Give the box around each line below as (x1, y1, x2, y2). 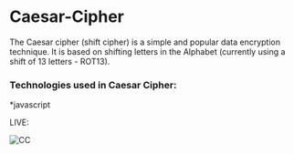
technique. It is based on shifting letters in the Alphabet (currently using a (9, 46, 286, 56)
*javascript (9, 99, 51, 110)
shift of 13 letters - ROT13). (9, 56, 110, 67)
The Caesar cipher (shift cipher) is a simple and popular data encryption (9, 36, 281, 47)
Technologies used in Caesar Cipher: (9, 78, 177, 91)
